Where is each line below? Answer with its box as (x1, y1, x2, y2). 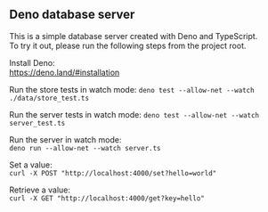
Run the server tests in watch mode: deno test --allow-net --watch (9, 109, 260, 119)
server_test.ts (9, 118, 66, 127)
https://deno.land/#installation (9, 67, 120, 77)
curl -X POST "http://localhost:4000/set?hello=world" (9, 168, 217, 177)
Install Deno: (9, 57, 55, 68)
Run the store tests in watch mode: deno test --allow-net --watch (9, 84, 256, 94)
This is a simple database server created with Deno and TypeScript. (9, 30, 258, 41)
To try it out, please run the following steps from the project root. (9, 40, 247, 51)
